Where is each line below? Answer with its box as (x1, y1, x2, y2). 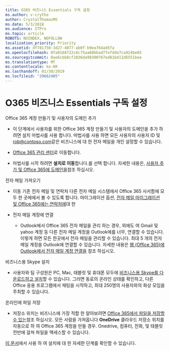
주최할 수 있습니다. (12, 288, 50, 295)
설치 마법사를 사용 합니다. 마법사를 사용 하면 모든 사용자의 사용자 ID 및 (22, 132, 161, 138)
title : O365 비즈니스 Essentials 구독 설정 (5, 7, 90, 13)
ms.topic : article (5, 31, 44, 36)
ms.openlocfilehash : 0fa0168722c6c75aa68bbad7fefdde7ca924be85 (5, 50, 142, 55)
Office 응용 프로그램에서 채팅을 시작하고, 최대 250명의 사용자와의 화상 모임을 (12, 282, 165, 288)
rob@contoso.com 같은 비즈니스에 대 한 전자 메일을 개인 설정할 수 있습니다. (12, 138, 162, 144)
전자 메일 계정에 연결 (12, 212, 54, 218)
